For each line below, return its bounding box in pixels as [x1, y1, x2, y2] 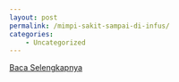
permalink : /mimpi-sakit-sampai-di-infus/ [9, 21, 170, 30]
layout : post [9, 12, 58, 22]
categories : [9, 29, 54, 38]
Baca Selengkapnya [9, 62, 83, 73]
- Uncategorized [25, 37, 87, 47]
